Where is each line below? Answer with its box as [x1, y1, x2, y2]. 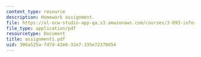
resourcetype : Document [6, 31, 66, 37]
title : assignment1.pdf [6, 36, 66, 42]
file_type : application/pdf [6, 25, 77, 31]
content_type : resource [6, 8, 66, 15]
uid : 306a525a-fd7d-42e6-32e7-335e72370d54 [6, 42, 117, 48]
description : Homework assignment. [6, 14, 95, 20]
